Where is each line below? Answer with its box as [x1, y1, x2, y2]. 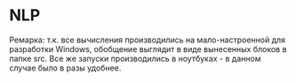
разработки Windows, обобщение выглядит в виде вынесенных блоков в [9, 43, 287, 54]
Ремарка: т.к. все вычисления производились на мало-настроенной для [9, 34, 286, 45]
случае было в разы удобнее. [9, 63, 122, 73]
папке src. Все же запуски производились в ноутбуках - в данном [9, 53, 261, 63]
